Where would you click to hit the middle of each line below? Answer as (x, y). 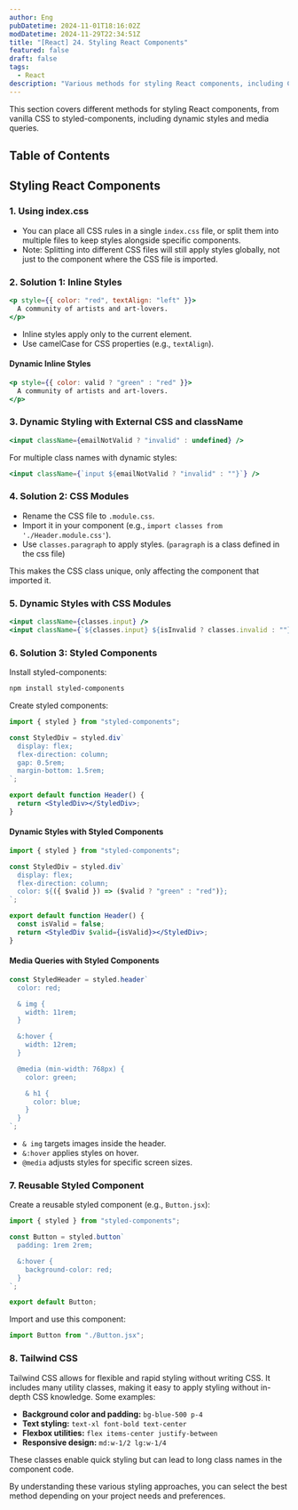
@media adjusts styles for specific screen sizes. (107, 1162)
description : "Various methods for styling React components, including (146, 84)
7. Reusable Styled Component (77, 1185)
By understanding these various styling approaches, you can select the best (149, 1486)
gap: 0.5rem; (41, 763)
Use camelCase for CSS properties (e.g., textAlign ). (118, 343)
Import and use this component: (67, 1319)
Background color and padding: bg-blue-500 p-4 (112, 1414)
